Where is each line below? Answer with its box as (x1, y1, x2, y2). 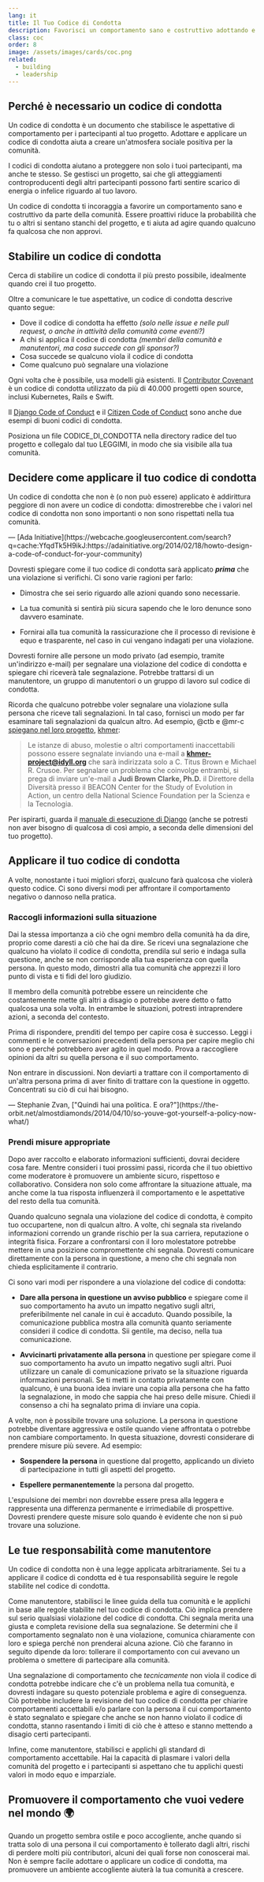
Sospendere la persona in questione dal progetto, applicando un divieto (19, 1456, 255, 1466)
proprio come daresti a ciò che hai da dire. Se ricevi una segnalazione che (8, 938, 249, 948)
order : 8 (8, 41, 37, 49)
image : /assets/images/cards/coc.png (8, 48, 132, 56)
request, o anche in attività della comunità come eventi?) (19, 326, 205, 336)
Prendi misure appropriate (8, 1137, 110, 1148)
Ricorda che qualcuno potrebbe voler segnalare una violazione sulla (8, 700, 229, 710)
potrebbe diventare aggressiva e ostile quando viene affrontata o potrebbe (8, 1424, 251, 1434)
